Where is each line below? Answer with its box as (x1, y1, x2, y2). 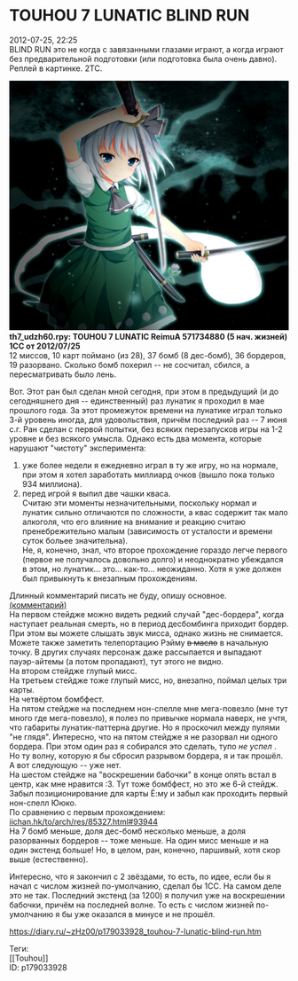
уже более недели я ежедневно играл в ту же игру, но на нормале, (21, 460, 278, 471)
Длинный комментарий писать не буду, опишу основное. (9, 591, 228, 601)
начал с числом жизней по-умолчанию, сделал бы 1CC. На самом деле (9, 881, 282, 891)
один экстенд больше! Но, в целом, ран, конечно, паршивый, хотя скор (9, 844, 281, 856)
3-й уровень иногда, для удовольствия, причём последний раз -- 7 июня (9, 414, 287, 426)
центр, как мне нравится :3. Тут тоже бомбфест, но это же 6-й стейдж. (9, 779, 278, 789)
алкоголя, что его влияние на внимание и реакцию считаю (21, 516, 247, 528)
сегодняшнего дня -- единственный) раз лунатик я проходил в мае (9, 396, 265, 406)
